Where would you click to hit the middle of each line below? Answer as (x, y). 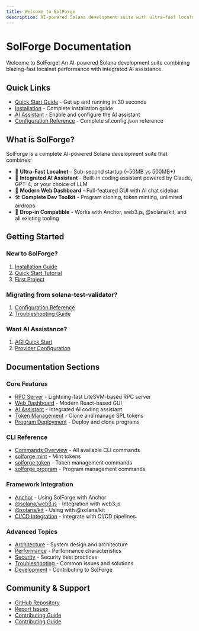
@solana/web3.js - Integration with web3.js (68, 504)
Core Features (27, 384)
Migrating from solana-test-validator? (62, 294)
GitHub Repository (37, 603)
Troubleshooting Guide (43, 314)
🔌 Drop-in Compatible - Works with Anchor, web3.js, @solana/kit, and (100, 212)
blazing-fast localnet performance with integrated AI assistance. (84, 69)
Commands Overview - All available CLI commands (77, 450)
